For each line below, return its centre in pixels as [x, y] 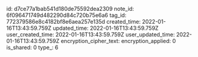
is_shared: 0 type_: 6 [32, 47]
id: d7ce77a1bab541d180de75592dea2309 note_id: [70, 9]
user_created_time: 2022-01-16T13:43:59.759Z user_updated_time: [91, 35]
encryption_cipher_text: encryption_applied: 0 [118, 41]
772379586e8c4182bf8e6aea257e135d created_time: [74, 22]
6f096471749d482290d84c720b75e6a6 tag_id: [66, 15]
